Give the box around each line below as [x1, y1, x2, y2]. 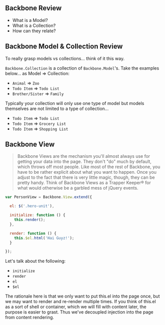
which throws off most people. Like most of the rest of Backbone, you [17, 164, 161, 170]
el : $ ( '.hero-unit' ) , [9, 204, 55, 209]
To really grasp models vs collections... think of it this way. [5, 55, 125, 61]
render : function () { [9, 231, 57, 236]
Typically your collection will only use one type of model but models [5, 100, 145, 106]
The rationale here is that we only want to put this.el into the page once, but [5, 293, 160, 299]
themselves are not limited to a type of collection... [5, 106, 109, 111]
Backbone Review [5, 4, 62, 12]
